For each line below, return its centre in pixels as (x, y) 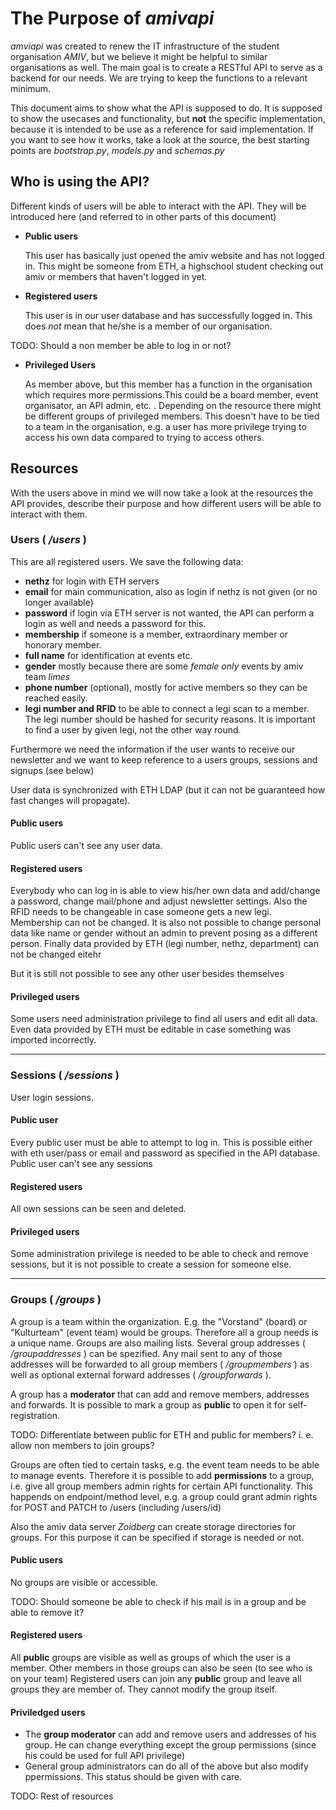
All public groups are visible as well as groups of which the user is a (150, 1658)
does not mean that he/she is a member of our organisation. (148, 326)
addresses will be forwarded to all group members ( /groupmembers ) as (160, 1364)
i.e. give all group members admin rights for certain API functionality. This (161, 1486)
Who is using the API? (80, 182)
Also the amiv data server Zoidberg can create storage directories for (153, 1526)
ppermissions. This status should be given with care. (133, 1777)
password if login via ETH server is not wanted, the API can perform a (169, 613)
